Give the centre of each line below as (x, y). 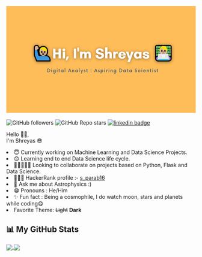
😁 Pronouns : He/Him (41, 190)
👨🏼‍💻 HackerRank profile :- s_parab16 (60, 177)
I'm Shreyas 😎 (24, 140)
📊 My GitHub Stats (43, 229)
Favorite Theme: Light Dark (48, 210)
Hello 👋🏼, (18, 134)
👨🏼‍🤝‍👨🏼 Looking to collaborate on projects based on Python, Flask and (101, 165)
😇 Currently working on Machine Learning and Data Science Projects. (101, 152)
